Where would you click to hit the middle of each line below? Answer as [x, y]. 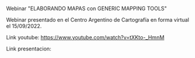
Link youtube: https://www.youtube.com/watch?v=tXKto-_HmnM [85, 37]
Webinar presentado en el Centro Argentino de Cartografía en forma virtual [98, 20]
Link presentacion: [29, 49]
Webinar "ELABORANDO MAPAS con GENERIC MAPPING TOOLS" [87, 8]
